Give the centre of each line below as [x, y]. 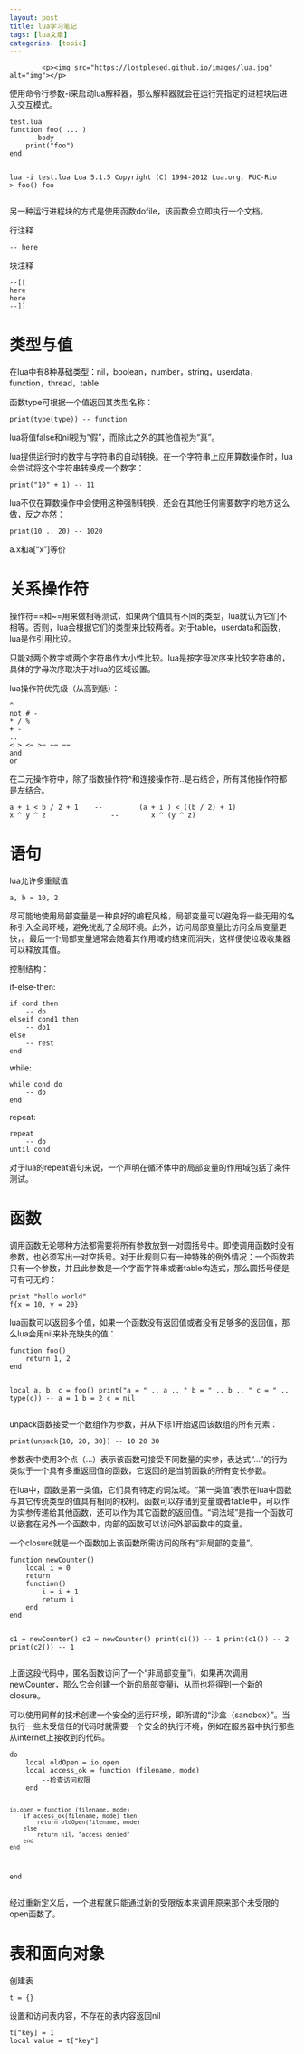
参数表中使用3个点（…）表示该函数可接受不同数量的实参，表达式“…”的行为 [148, 1459]
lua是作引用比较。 [43, 639]
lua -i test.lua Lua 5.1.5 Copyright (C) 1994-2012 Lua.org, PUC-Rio [143, 177]
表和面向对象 [57, 1953]
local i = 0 [48, 1568]
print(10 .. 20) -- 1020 [56, 532]
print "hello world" [48, 1297]
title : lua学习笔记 [43, 26]
